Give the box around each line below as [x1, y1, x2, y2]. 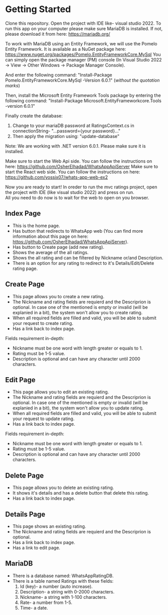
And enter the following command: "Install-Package [5, 72, 112, 78]
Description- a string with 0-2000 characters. [20, 588, 115, 595]
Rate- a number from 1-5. [20, 599, 72, 605]
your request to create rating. [12, 320, 73, 326]
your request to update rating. [12, 416, 74, 422]
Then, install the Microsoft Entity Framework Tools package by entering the [5, 92, 161, 98]
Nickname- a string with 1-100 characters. [20, 594, 107, 600]
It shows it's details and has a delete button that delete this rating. [12, 490, 149, 496]
